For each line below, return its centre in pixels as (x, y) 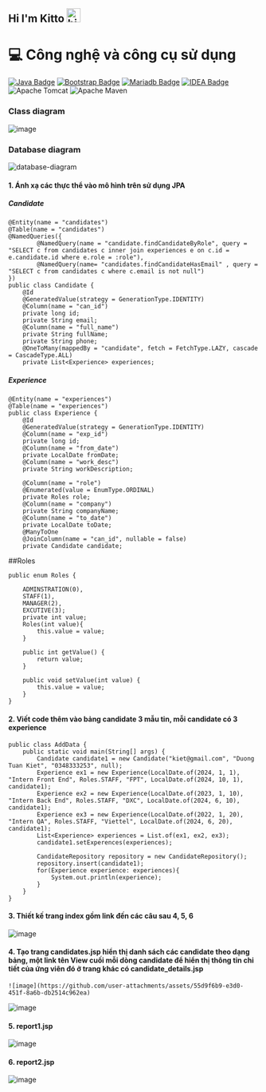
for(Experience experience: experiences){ (108, 870)
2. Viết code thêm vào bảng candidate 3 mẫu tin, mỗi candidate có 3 (123, 719)
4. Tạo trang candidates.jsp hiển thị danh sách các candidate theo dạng (129, 952)
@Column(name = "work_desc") (71, 463)
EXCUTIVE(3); (44, 611)
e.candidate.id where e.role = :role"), (76, 258)
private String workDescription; (78, 469)
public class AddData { (48, 745)
